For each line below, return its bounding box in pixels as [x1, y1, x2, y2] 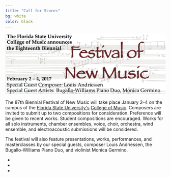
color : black [5, 19, 33, 24]
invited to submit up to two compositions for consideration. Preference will [5, 110, 161, 116]
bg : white [5, 13, 26, 19]
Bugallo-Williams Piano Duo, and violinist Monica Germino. [5, 147, 128, 153]
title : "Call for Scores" [5, 8, 60, 13]
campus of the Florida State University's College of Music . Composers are [5, 105, 161, 111]
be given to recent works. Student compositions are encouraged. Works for [5, 115, 164, 122]
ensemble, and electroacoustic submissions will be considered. [5, 126, 138, 132]
